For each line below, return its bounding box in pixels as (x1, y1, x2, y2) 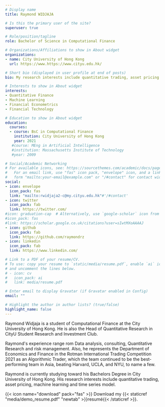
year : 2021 (14, 138, 36, 143)
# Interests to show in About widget (5, 84, 82, 89)
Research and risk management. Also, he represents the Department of (5, 345, 149, 351)
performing (5, 361, 28, 367)
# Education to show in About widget (5, 115, 82, 121)
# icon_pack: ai (5, 275, 43, 280)
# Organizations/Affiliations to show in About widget (5, 48, 120, 53)
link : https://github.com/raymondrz (9, 235, 84, 239)
